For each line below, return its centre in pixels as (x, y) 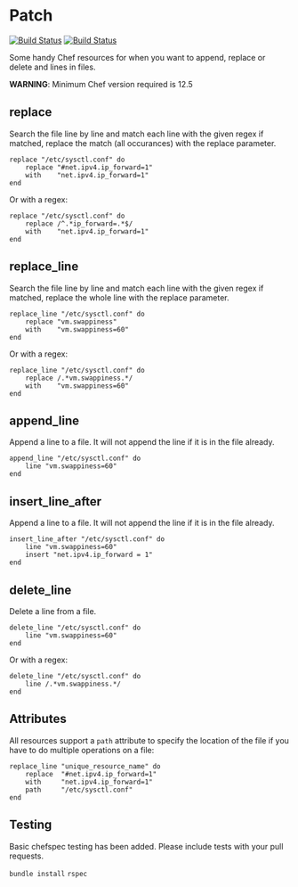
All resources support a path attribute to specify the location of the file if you (149, 740)
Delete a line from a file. (53, 611)
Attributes (38, 719)
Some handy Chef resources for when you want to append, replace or (137, 57)
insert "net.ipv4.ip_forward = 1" (89, 555)
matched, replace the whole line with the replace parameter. (119, 297)
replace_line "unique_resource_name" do (85, 766)
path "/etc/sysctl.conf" (79, 790)
